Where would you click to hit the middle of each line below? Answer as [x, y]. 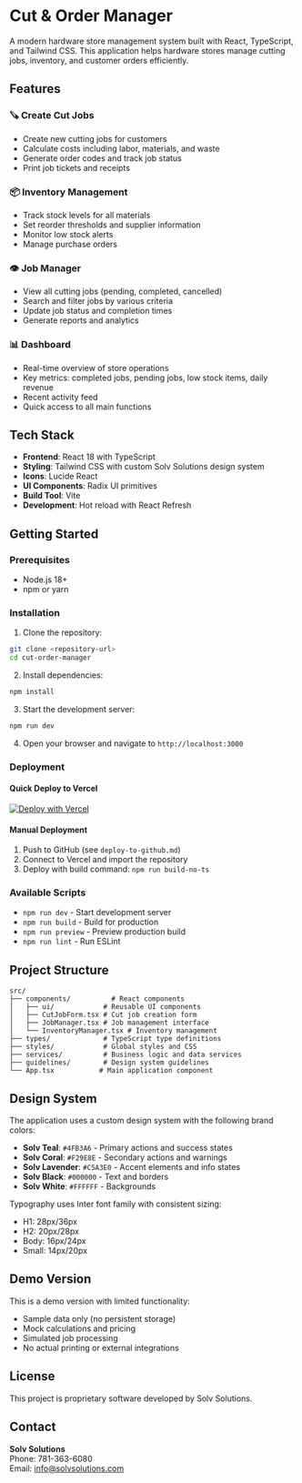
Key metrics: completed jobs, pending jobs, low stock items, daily [145, 378]
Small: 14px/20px [55, 1251]
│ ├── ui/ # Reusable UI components [106, 1007]
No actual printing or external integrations [101, 1347]
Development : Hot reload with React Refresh [107, 505]
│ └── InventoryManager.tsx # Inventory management [114, 1031]
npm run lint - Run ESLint [71, 942]
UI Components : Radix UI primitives [90, 486]
